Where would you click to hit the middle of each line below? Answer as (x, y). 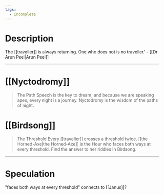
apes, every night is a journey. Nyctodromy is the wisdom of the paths (87, 100)
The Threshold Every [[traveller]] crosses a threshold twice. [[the (82, 139)
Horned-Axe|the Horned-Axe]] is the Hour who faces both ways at (84, 144)
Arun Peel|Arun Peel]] (27, 57)
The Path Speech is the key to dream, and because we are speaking (85, 95)
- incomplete (23, 14)
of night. (25, 105)
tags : (10, 10)
